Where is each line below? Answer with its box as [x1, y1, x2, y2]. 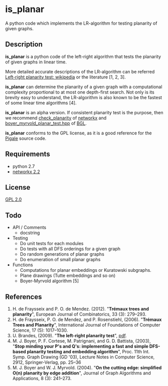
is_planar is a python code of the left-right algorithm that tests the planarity [5, 53, 161, 59]
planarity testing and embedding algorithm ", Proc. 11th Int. [27, 349, 150, 354]
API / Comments [12, 224, 47, 230]
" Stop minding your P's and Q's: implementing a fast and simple [12, 343, 149, 349]
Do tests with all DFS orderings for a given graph [20, 246, 121, 252]
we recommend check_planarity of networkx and [5, 115, 107, 121]
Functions [12, 262, 34, 268]
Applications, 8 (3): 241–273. [12, 375, 72, 381]
